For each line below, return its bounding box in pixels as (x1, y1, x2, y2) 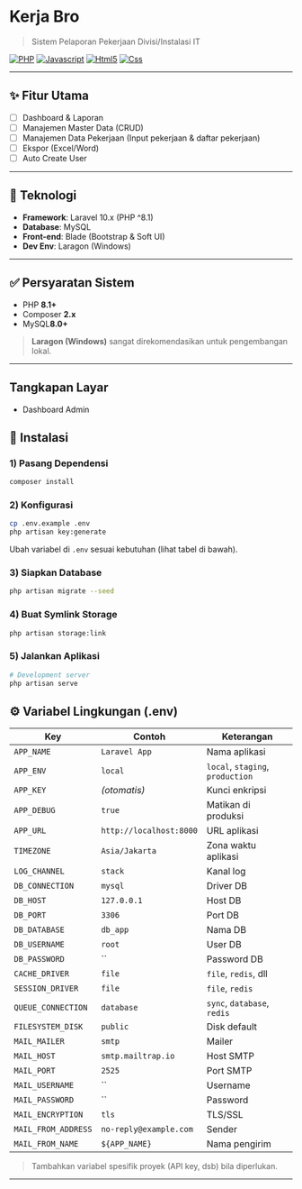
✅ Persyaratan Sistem (9, 275, 135, 290)
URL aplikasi (206, 825, 259, 837)
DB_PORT (13, 910, 47, 920)
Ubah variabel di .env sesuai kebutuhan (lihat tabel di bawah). (9, 544, 238, 555)
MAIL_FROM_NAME (13, 1139, 79, 1149)
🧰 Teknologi (9, 187, 77, 204)
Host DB (206, 894, 242, 907)
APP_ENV (13, 766, 47, 776)
